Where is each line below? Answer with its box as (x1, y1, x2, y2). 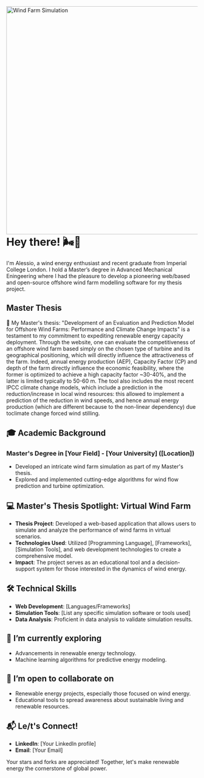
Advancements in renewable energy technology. (15, 649, 137, 656)
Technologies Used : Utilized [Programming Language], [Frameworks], (15, 540, 192, 547)
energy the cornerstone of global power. (6, 765, 107, 772)
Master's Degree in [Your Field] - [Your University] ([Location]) (6, 449, 195, 457)
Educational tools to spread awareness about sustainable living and (15, 696, 184, 703)
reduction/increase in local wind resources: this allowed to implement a (6, 390, 185, 397)
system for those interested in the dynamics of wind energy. (36, 565, 187, 572)
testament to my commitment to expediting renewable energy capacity (6, 332, 183, 339)
